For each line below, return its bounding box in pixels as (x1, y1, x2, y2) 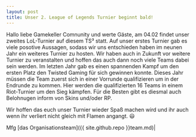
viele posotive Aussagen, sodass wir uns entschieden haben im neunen (6, 43, 182, 51)
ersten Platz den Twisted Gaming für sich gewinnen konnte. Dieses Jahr (6, 69, 184, 76)
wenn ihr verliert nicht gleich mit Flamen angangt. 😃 (6, 112, 136, 120)
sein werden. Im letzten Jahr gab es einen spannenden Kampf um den (6, 62, 179, 69)
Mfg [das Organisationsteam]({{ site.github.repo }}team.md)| (6, 124, 156, 131)
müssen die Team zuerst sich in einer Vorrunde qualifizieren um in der (6, 75, 179, 83)
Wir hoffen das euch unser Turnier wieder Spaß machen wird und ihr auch (6, 106, 189, 113)
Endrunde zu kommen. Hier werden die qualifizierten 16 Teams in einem (6, 81, 183, 89)
